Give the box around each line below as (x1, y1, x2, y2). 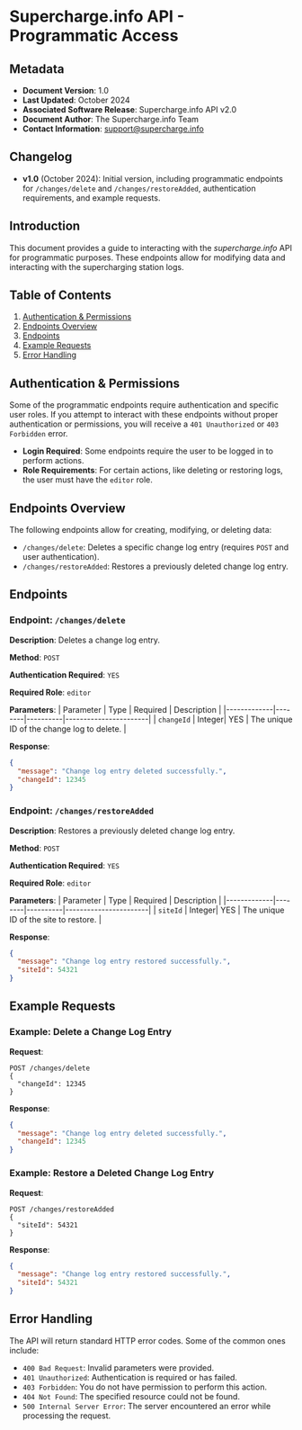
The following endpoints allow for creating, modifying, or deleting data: (9, 525, 272, 535)
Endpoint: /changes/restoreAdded (9, 805, 155, 817)
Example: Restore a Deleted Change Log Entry (9, 1167, 215, 1180)
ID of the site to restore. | (9, 913, 102, 924)
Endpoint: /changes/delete (9, 614, 126, 626)
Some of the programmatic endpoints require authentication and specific (9, 400, 279, 410)
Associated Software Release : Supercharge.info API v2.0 (22, 104, 237, 114)
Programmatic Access (9, 25, 179, 46)
